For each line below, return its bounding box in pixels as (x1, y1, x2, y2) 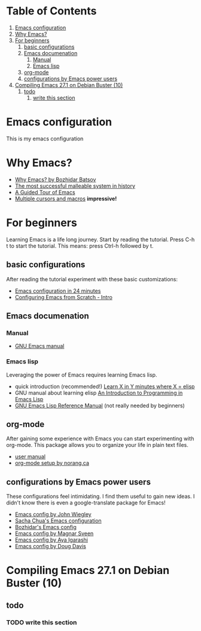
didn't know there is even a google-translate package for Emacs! (6, 499, 166, 506)
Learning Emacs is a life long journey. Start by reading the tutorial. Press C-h (6, 236, 195, 243)
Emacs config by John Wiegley (14, 511, 92, 518)
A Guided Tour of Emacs (14, 188, 76, 196)
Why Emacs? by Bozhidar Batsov (14, 176, 96, 183)
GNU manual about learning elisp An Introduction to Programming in (14, 389, 183, 396)
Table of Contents (6, 4, 97, 18)
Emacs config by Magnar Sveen (14, 530, 94, 537)
